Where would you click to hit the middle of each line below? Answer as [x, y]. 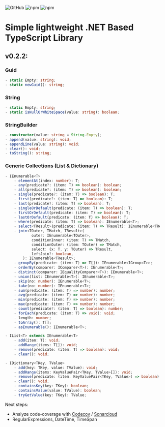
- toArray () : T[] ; [33, 322]
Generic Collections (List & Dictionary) [52, 166]
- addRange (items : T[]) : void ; [46, 345]
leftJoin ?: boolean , [52, 254]
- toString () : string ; [28, 153]
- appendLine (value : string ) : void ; [42, 144]
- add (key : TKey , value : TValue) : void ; [56, 367]
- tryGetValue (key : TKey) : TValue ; [50, 395]
